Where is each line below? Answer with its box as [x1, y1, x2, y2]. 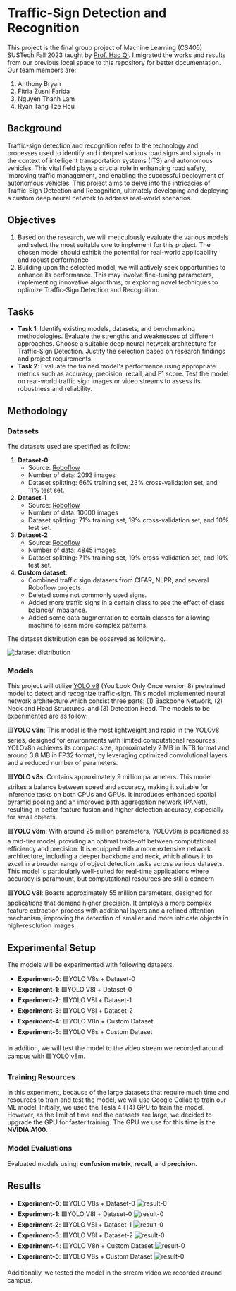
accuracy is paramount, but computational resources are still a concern [7, 875, 215, 883]
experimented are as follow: [7, 711, 88, 721]
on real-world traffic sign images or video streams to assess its [17, 377, 201, 385]
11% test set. [27, 486, 65, 495]
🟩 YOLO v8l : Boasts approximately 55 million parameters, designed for [7, 889, 213, 897]
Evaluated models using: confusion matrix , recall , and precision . [7, 1159, 197, 1167]
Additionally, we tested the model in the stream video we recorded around [7, 1268, 222, 1277]
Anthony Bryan [17, 79, 61, 88]
